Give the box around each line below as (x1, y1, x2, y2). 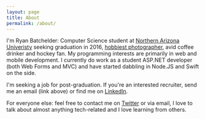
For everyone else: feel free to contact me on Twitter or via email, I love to (6, 99, 193, 107)
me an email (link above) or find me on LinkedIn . (6, 88, 128, 95)
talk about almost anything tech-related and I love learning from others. (6, 106, 187, 114)
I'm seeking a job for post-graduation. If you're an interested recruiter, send (6, 81, 198, 88)
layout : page (6, 9, 40, 15)
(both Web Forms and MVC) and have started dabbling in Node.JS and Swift (6, 63, 199, 70)
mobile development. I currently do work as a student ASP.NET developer (6, 56, 193, 64)
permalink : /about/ (6, 20, 56, 26)
